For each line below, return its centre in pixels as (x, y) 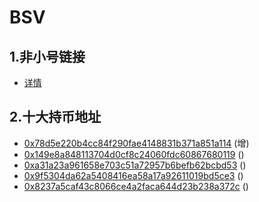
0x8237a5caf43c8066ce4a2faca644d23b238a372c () (136, 186)
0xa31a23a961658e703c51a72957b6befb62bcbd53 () (135, 165)
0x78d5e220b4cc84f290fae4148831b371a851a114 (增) (136, 143)
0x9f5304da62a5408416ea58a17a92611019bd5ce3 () (133, 175)
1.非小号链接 (47, 56)
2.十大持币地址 (55, 117)
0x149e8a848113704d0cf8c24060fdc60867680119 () (134, 154)
